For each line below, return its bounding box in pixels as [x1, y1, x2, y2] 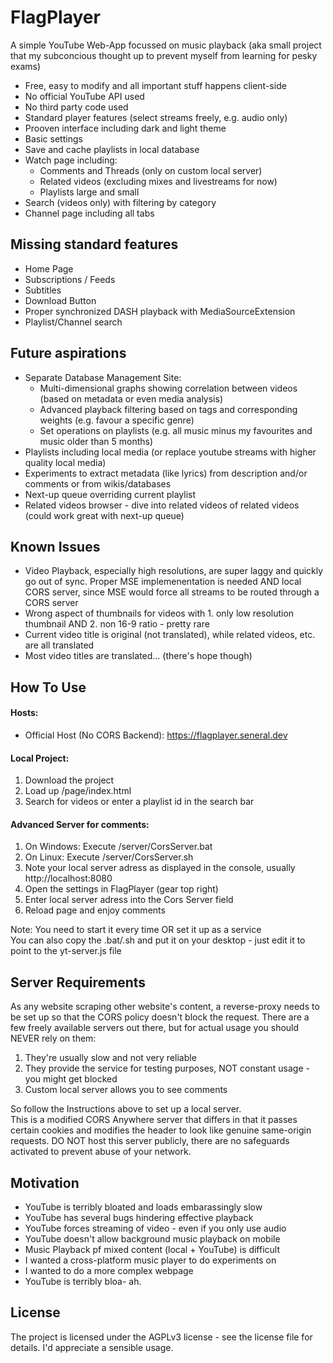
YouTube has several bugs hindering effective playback [24, 1212, 254, 1223]
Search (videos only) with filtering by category [24, 196, 217, 208]
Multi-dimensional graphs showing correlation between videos [39, 382, 298, 394]
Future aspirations [10, 345, 127, 362]
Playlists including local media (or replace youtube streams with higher [24, 446, 317, 458]
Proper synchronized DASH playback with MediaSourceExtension [24, 305, 296, 317]
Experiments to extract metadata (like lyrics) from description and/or [24, 467, 308, 479]
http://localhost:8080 [24, 872, 113, 885]
